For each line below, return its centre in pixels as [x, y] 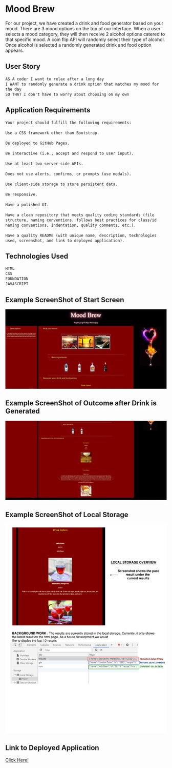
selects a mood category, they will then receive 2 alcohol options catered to [85, 34]
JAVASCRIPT [17, 284]
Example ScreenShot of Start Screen [65, 300]
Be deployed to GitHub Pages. [38, 143]
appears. [15, 50]
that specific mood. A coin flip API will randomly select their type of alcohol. [85, 40]
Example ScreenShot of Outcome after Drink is [81, 403]
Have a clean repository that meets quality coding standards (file [80, 215]
